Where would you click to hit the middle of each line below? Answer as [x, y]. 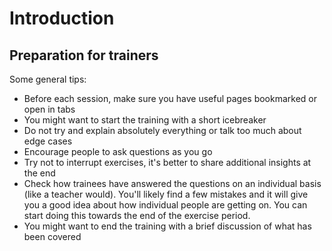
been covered [52, 236]
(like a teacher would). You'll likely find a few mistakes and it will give [166, 194]
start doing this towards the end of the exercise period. [137, 215]
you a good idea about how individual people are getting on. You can [165, 205]
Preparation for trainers [84, 55]
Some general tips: [48, 79]
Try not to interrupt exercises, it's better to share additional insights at [167, 162]
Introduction [62, 18]
